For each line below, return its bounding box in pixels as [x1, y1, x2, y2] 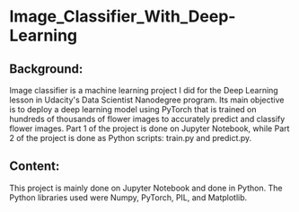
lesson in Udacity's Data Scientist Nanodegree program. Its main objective [9, 94, 285, 105]
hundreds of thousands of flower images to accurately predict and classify [9, 114, 286, 124]
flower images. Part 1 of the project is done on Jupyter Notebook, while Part [9, 123, 290, 134]
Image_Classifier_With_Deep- [9, 6, 236, 27]
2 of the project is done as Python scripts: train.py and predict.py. [9, 133, 252, 143]
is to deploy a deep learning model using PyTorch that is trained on [9, 104, 257, 114]
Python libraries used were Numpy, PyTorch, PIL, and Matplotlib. [9, 191, 248, 203]
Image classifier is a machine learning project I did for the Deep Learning [9, 85, 278, 95]
